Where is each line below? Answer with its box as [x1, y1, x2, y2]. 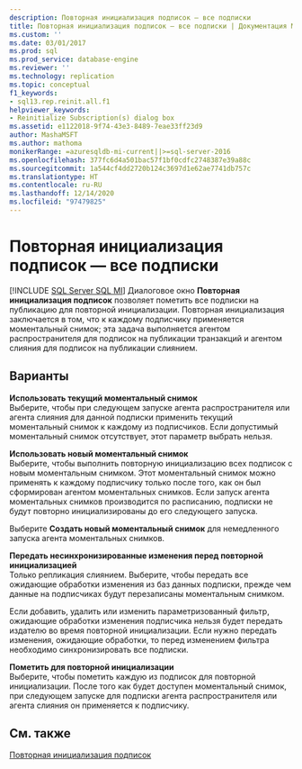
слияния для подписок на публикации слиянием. [9, 342, 198, 353]
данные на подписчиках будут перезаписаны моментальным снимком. [9, 588, 285, 599]
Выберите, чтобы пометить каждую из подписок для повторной [9, 671, 256, 682]
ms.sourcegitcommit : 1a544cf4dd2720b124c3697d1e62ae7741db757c [9, 164, 252, 173]
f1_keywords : [9, 88, 58, 97]
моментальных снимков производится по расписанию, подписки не [9, 496, 273, 507]
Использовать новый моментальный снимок [9, 448, 189, 459]
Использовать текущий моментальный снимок [9, 393, 198, 403]
